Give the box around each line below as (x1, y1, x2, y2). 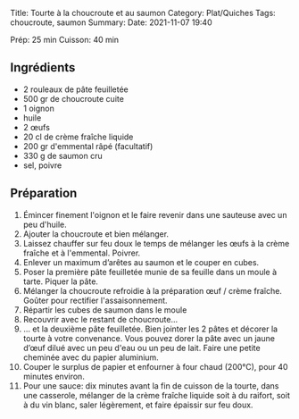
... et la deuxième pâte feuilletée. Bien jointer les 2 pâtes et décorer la (22, 323, 278, 334)
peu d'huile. (22, 219, 68, 230)
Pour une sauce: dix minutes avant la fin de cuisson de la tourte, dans (22, 380, 279, 391)
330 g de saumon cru (22, 150, 103, 161)
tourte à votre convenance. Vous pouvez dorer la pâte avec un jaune (22, 332, 276, 343)
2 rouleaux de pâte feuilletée (22, 84, 129, 95)
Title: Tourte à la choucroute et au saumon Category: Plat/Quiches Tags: (10, 8, 276, 18)
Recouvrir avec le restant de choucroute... (22, 314, 179, 324)
